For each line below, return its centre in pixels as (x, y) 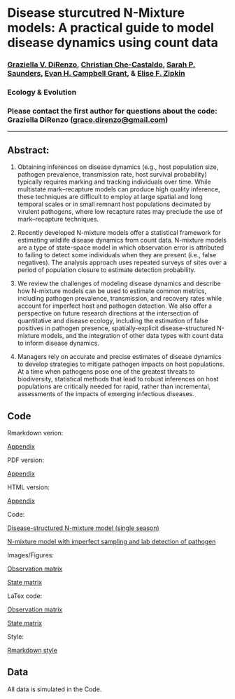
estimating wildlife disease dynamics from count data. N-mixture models (122, 240)
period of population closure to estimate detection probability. (106, 270)
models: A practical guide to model (111, 28)
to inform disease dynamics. (58, 343)
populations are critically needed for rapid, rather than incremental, (114, 386)
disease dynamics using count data (113, 43)
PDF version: (26, 460)
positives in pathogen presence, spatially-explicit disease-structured (116, 328)
